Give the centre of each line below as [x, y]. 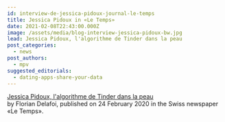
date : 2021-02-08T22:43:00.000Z [53, 26]
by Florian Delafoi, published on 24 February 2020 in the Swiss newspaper [113, 104]
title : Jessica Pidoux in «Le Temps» [61, 20]
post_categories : [32, 45]
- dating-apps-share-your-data [58, 77]
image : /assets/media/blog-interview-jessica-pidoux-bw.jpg [95, 33]
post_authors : [27, 58]
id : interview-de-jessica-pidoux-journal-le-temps [81, 13]
